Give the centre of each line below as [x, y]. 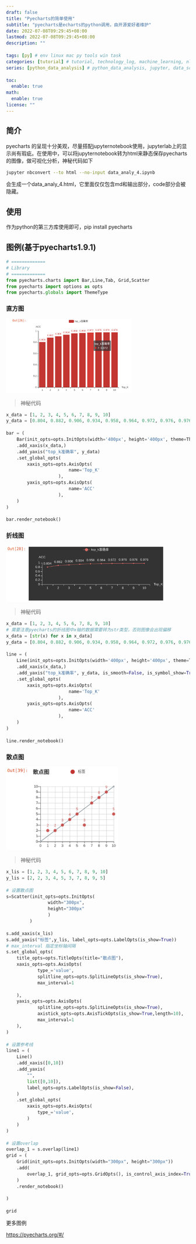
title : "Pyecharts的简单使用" [41, 18]
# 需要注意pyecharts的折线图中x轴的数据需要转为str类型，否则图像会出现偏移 [89, 630]
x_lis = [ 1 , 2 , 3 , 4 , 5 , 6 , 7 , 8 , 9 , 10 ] [57, 872]
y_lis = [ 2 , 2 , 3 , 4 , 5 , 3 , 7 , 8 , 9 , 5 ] [56, 878]
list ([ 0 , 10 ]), [44, 1081]
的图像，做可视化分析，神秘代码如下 [50, 160]
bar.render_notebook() [34, 520]
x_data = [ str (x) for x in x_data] [49, 636]
